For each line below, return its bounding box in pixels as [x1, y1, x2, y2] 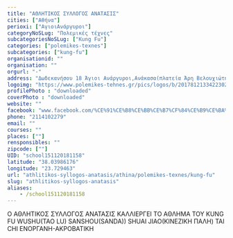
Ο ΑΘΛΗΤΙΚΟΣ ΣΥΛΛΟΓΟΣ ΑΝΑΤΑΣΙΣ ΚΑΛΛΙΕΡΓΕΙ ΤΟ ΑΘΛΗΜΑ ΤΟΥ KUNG [7, 210, 224, 219]
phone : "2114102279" [7, 113, 67, 120]
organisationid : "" [7, 56, 64, 62]
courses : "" [7, 126, 42, 133]
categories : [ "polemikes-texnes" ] [7, 42, 107, 49]
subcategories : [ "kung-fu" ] [7, 49, 89, 56]
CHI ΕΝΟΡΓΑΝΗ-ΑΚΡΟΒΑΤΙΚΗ [7, 225, 94, 233]
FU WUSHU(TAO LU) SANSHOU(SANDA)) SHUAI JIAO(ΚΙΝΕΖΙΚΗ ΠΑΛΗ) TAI [7, 217, 225, 226]
